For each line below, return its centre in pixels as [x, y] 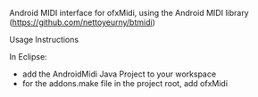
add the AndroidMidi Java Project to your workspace [119, 74]
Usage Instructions [44, 40]
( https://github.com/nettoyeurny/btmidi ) [83, 22]
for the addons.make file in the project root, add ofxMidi [125, 83]
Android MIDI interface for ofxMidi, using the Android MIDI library [129, 13]
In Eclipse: [28, 57]
